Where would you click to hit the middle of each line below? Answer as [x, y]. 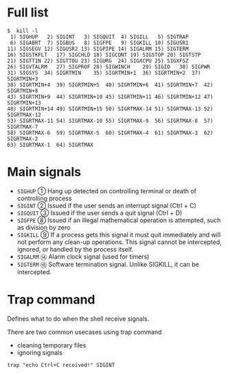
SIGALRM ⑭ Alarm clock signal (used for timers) [83, 256]
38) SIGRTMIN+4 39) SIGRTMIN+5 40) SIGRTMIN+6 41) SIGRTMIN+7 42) [110, 85]
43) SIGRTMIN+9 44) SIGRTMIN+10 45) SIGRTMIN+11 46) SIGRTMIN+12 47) [110, 97]
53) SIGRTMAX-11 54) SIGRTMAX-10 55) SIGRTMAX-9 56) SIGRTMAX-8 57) [110, 121]
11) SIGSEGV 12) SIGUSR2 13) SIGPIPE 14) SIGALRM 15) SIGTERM [98, 49]
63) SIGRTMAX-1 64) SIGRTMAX [50, 145]
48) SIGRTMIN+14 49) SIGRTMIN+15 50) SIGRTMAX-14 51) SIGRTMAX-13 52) [110, 109]
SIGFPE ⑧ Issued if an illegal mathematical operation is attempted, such [119, 220]
